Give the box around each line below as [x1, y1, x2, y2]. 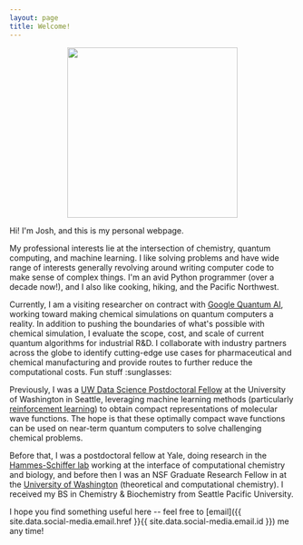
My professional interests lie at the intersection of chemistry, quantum [9, 243, 271, 253]
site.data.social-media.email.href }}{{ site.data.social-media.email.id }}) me [9, 515, 290, 527]
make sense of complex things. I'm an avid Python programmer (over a [9, 272, 275, 282]
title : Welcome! [9, 22, 71, 31]
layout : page [9, 13, 59, 23]
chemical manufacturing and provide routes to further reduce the [9, 356, 253, 368]
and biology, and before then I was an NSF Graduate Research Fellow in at [9, 469, 288, 480]
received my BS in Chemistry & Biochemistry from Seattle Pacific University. [9, 488, 294, 500]
